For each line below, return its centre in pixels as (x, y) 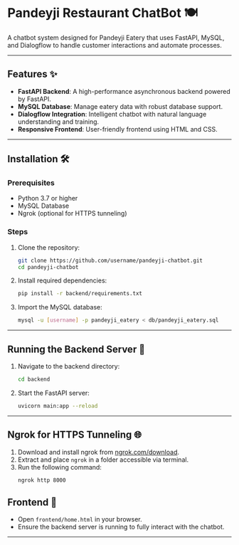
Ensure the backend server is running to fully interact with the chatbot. (121, 527)
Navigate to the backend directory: (69, 366)
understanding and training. (58, 122)
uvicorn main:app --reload (58, 406)
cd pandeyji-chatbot (48, 267)
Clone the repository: (49, 247)
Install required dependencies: (62, 280)
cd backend (34, 380)
